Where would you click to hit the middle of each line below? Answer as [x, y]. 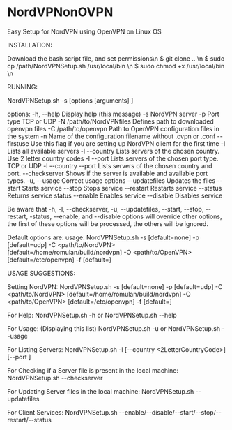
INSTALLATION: [30, 45]
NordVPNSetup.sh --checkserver [55, 378]
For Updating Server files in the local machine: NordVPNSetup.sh [101, 391]
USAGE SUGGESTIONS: [41, 273]
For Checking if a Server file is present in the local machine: [93, 370]
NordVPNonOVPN [60, 12]
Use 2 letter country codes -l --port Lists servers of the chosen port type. [113, 158]
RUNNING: [23, 87]
